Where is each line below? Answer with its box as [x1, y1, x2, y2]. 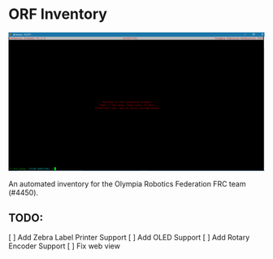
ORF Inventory [8, 5, 108, 24]
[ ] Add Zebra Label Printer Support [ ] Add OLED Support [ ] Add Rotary [8, 233, 250, 243]
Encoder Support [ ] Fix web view [8, 241, 120, 251]
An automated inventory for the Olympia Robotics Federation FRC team [8, 178, 246, 188]
